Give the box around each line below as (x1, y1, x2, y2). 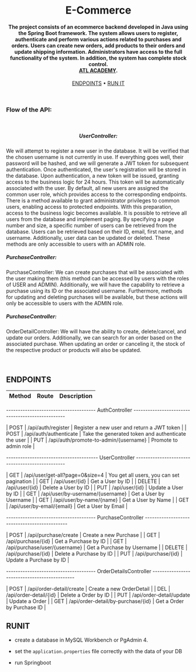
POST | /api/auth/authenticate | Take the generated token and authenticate (6, 430, 186, 437)
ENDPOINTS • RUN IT (72, 80, 125, 87)
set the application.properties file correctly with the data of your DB (14, 648, 183, 655)
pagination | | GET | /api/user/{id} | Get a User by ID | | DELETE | (6, 478, 160, 485)
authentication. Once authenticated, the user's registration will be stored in (6, 166, 186, 173)
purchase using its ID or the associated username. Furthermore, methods (6, 287, 183, 294)
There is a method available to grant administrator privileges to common (6, 197, 180, 204)
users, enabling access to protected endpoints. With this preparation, (6, 203, 173, 210)
